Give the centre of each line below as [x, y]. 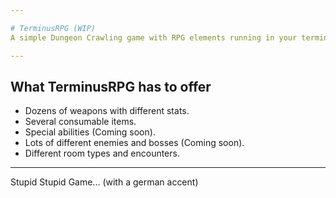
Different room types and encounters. [102, 153]
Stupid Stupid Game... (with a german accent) [104, 182]
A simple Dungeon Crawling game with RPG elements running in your [154, 37]
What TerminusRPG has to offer [111, 86]
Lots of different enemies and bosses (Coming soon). [134, 143]
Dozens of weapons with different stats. [107, 111]
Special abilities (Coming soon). [90, 132]
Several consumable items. [80, 122]
